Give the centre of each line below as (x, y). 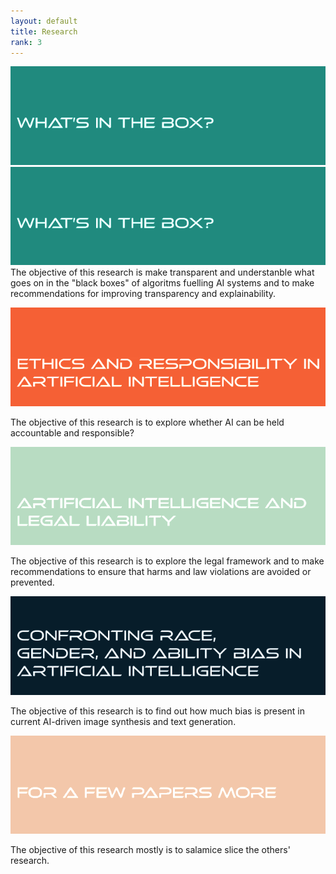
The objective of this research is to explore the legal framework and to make (167, 561)
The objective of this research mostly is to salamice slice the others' (150, 850)
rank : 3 (26, 42)
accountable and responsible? (72, 432)
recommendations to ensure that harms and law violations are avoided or (161, 572)
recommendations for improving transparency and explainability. (143, 294)
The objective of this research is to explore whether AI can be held (147, 422)
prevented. (32, 582)
